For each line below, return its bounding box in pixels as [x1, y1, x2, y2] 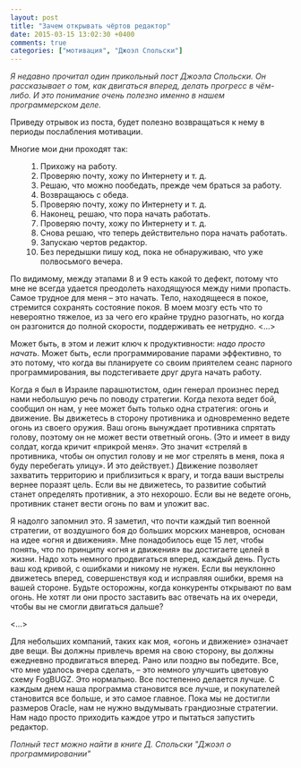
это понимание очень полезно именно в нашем [40, 90, 225, 101]
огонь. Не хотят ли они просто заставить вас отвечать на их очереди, [10, 592, 279, 602]
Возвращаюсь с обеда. [39, 190, 129, 201]
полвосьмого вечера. [39, 256, 124, 267]
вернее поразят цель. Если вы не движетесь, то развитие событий [10, 480, 267, 491]
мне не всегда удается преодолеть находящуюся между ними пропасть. [10, 283, 291, 294]
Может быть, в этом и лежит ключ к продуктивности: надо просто [10, 338, 265, 349]
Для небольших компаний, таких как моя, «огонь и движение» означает [10, 636, 289, 647]
